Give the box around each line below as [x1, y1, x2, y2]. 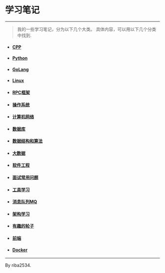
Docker [12, 246, 28, 253]
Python [12, 55, 28, 61]
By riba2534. [5, 262, 31, 268]
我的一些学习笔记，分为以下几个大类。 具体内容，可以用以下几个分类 [17, 26, 156, 32]
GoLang [12, 66, 29, 72]
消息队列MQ [12, 199, 37, 205]
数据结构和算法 [12, 138, 43, 144]
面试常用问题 [12, 175, 38, 181]
